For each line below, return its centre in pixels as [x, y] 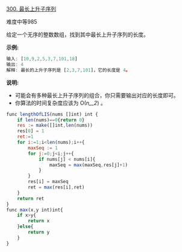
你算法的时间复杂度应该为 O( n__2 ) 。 [61, 103]
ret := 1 [25, 137]
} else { [25, 227]
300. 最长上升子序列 [31, 9]
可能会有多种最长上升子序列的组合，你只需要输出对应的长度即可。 [97, 95]
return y [39, 232]
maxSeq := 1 [43, 148]
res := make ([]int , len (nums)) [55, 126]
